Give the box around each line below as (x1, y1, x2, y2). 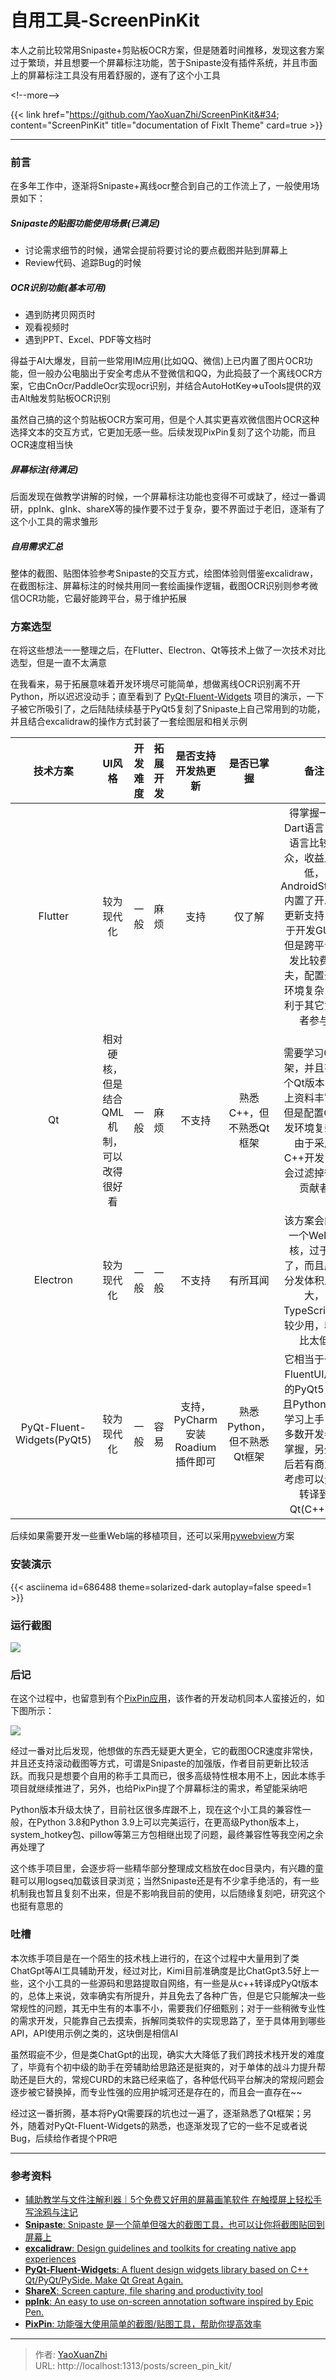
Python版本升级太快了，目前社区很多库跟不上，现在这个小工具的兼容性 (10, 1804, 303, 1816)
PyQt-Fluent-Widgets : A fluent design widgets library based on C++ (24, 2263, 310, 2275)
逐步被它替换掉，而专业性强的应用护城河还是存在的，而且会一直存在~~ (10, 2086, 303, 2098)
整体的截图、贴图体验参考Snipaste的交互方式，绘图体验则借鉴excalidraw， (10, 567, 319, 580)
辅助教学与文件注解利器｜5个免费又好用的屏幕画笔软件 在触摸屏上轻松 (24, 2193, 314, 2205)
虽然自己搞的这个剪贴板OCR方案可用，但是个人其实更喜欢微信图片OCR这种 (10, 414, 320, 426)
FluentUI (284, 1367, 325, 1381)
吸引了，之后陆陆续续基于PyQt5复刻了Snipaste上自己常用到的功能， (44, 703, 326, 715)
